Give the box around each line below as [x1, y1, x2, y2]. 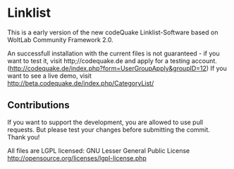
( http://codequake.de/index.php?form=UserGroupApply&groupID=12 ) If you [7, 64, 228, 72]
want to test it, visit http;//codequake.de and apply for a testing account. [7, 56, 217, 65]
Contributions [7, 100, 70, 111]
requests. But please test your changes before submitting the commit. [7, 125, 210, 134]
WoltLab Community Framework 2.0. [7, 35, 114, 43]
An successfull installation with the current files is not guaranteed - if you [7, 49, 220, 58]
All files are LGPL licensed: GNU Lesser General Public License [7, 146, 190, 155]
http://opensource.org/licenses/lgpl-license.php [7, 154, 147, 162]
